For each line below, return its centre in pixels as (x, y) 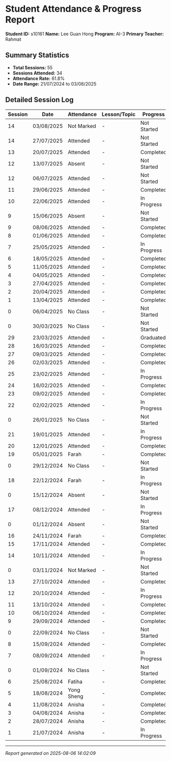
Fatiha (75, 681)
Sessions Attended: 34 (37, 73)
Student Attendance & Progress (73, 9)
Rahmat (13, 39)
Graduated (153, 337)
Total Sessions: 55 (33, 67)
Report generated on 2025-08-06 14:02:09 (50, 753)
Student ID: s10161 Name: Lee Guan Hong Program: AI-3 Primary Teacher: (84, 34)
